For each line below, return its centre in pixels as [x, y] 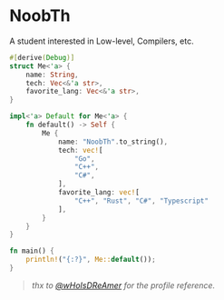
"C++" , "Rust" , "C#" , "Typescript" [141, 201]
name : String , [52, 75]
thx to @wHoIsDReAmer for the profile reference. [123, 285]
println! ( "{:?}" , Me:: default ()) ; [91, 260]
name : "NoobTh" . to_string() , [113, 142]
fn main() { [32, 251]
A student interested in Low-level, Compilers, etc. [102, 41]
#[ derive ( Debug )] [42, 57]
